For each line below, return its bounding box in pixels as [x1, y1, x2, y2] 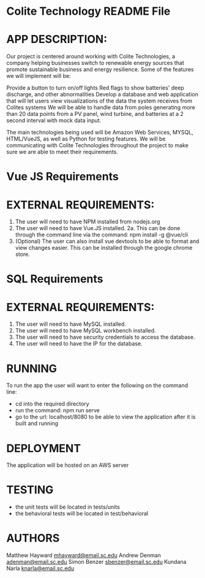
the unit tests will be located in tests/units [15, 503, 121, 511]
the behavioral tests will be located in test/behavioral [15, 510, 149, 517]
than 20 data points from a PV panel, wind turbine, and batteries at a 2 [6, 110, 184, 118]
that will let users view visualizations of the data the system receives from [6, 97, 193, 105]
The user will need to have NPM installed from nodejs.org [15, 218, 160, 225]
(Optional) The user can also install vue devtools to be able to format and [15, 237, 199, 245]
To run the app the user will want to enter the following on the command [6, 382, 188, 389]
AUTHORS [6, 531, 60, 545]
